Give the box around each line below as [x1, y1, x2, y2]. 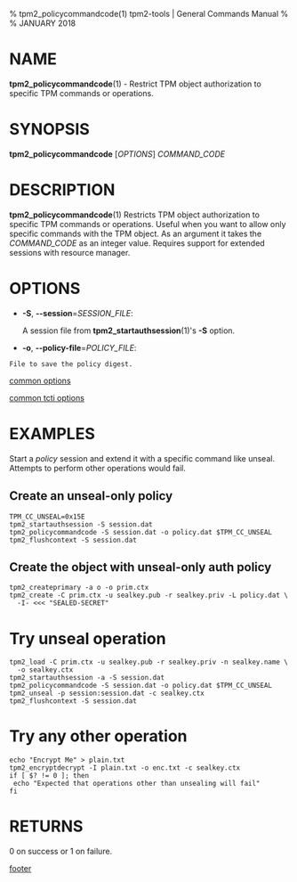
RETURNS [9, 816, 84, 837]
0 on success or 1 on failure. [9, 846, 113, 857]
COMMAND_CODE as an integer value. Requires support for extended [9, 237, 265, 249]
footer [9, 863, 32, 874]
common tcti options [9, 392, 84, 403]
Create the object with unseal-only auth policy [9, 559, 272, 575]
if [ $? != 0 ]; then [9, 772, 90, 780]
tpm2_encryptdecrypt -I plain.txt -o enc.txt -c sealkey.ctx [9, 764, 241, 772]
